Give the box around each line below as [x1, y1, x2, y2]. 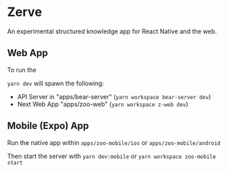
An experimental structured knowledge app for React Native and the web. [7, 27, 217, 35]
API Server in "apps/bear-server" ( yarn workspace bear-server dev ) [17, 92, 211, 101]
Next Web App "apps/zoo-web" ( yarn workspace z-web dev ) [17, 100, 189, 108]
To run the [7, 65, 37, 74]
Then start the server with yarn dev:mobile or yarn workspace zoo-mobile [7, 152, 217, 160]
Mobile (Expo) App [7, 120, 89, 132]
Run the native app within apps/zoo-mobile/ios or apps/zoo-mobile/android [7, 138, 221, 146]
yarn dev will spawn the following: [7, 79, 105, 87]
